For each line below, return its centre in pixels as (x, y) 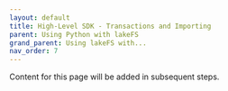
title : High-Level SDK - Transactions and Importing (110, 26)
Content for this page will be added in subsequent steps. (114, 77)
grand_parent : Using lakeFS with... (78, 43)
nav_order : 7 (34, 51)
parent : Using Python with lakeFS (74, 34)
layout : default (40, 18)
